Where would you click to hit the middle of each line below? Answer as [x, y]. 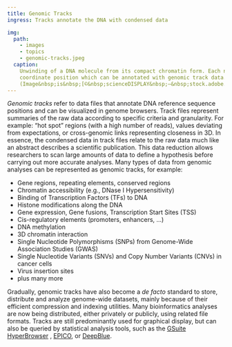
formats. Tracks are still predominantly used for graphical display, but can [112, 321]
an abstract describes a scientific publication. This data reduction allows [110, 148]
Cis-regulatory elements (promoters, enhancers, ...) [90, 220]
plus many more [40, 279]
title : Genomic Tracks [40, 13]
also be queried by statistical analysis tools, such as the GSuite [97, 328]
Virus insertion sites [45, 271]
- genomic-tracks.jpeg [52, 58]
